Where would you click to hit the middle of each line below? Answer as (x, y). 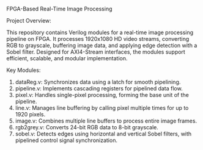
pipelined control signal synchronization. (66, 140)
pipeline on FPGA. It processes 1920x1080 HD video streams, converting (98, 39)
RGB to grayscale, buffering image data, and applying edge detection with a (102, 45)
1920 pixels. (30, 114)
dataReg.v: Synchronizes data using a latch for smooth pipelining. (98, 82)
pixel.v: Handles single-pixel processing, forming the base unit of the (102, 95)
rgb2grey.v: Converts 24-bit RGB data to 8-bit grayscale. (87, 127)
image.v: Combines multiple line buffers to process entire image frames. (106, 121)
